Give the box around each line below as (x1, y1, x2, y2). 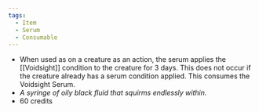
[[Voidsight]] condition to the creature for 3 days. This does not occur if (19, 63, 251, 73)
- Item (15, 19, 37, 27)
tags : (8, 11, 26, 20)
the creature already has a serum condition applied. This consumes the (19, 71, 250, 81)
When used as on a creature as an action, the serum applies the (19, 55, 226, 64)
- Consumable (15, 33, 58, 42)
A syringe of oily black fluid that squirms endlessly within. (19, 88, 207, 98)
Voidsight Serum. (19, 80, 76, 89)
